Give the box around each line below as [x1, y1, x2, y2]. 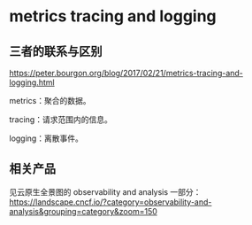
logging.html [9, 77, 55, 88]
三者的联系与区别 [9, 43, 103, 58]
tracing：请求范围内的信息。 [9, 114, 112, 125]
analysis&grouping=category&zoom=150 [9, 206, 157, 216]
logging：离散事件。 [9, 133, 84, 144]
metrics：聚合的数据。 [9, 96, 91, 105]
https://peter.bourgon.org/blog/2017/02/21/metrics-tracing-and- [9, 68, 243, 78]
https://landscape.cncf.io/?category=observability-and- [9, 197, 212, 207]
